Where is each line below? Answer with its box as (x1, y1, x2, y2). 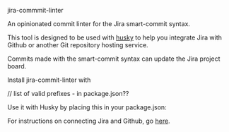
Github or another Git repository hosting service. (7, 41, 148, 49)
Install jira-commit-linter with (7, 76, 91, 84)
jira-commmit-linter (7, 6, 64, 14)
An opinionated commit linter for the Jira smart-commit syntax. (7, 20, 191, 28)
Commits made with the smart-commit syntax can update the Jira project (7, 54, 221, 63)
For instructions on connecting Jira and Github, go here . (7, 116, 171, 125)
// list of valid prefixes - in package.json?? (7, 90, 129, 97)
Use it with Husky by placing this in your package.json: (7, 103, 168, 112)
